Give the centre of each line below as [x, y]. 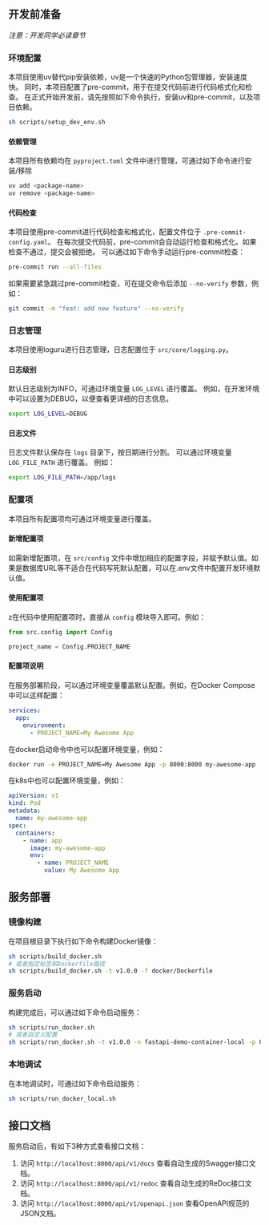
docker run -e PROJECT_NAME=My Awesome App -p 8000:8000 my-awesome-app [132, 764]
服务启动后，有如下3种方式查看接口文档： [77, 1146]
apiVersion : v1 [34, 796]
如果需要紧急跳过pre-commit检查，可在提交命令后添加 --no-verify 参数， [130, 284]
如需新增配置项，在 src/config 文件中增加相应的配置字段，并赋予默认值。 [130, 558]
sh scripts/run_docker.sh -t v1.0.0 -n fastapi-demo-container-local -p [132, 1042]
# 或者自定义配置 [33, 1035]
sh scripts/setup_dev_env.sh [57, 123]
